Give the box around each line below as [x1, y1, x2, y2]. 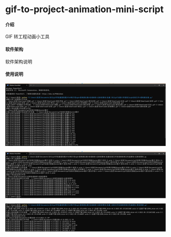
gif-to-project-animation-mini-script [5, 4, 164, 15]
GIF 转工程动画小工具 [5, 34, 50, 40]
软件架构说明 [5, 58, 32, 65]
